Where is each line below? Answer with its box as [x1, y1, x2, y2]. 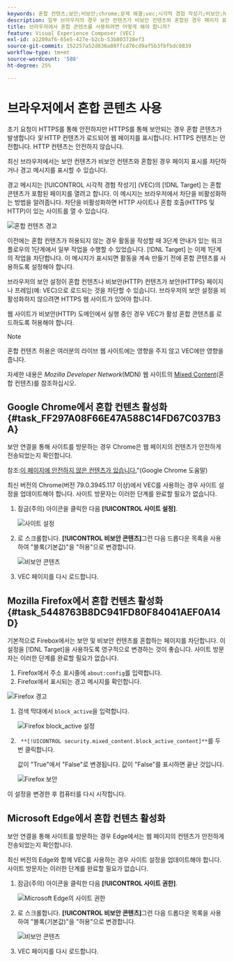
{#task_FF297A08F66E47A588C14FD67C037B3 [7, 412, 221, 424]
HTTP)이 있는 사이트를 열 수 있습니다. [7, 206, 109, 215]
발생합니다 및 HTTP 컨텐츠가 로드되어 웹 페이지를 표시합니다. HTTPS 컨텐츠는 [7, 133, 218, 142]
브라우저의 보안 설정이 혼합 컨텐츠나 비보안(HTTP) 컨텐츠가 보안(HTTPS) [7, 277, 205, 286]
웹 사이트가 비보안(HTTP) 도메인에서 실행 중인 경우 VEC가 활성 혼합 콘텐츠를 [7, 310, 214, 318]
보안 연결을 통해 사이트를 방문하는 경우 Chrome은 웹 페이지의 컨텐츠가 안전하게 [7, 443, 221, 451]
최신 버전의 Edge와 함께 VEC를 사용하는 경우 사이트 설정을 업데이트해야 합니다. [7, 855, 221, 864]
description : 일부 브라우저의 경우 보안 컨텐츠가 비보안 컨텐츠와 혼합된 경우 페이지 [7, 17, 219, 24]
